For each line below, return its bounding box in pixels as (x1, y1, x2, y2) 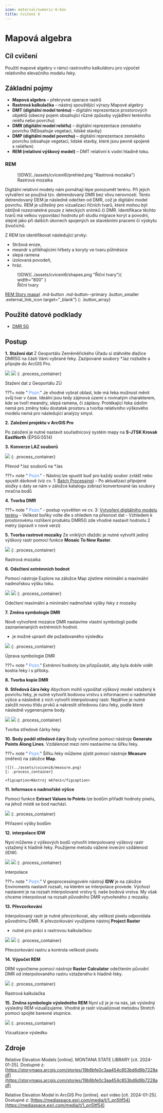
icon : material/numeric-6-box (5, 7, 67, 12)
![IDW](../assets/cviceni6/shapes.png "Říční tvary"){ (17, 271, 122, 277)
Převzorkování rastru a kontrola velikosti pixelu (5, 947, 99, 953)
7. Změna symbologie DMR (5, 610, 61, 615)
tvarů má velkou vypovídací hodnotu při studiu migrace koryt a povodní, (5, 212, 149, 218)
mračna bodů (5, 488, 32, 494)
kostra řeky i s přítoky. (5, 667, 50, 674)
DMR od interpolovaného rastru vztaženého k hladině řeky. (5, 971, 123, 977)
